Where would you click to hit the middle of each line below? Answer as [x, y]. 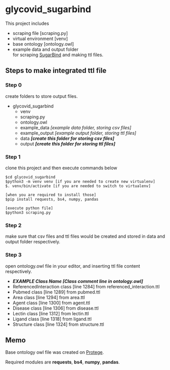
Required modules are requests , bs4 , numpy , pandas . [63, 362]
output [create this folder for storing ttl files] [68, 143]
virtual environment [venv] [40, 39]
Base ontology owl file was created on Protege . [55, 352]
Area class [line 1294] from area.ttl [49, 297]
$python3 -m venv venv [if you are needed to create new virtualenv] [80, 181]
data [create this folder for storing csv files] [67, 138]
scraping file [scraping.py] [40, 33]
